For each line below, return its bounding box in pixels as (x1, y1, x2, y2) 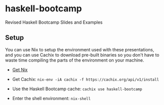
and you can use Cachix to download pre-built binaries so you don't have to (5, 52, 160, 58)
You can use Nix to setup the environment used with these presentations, (5, 46, 155, 52)
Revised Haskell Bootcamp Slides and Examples (5, 19, 103, 25)
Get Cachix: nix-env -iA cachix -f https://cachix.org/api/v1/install (12, 76, 160, 82)
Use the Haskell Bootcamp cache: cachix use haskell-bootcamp (12, 86, 142, 92)
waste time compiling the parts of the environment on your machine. (5, 57, 144, 63)
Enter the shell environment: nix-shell (12, 95, 91, 101)
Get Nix (12, 67, 28, 72)
